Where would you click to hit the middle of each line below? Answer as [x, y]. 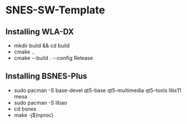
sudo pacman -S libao [41, 102]
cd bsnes [25, 109]
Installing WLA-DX [40, 32]
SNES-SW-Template [56, 10]
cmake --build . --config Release [53, 58]
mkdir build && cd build [42, 45]
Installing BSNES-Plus [46, 76]
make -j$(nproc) [34, 115]
